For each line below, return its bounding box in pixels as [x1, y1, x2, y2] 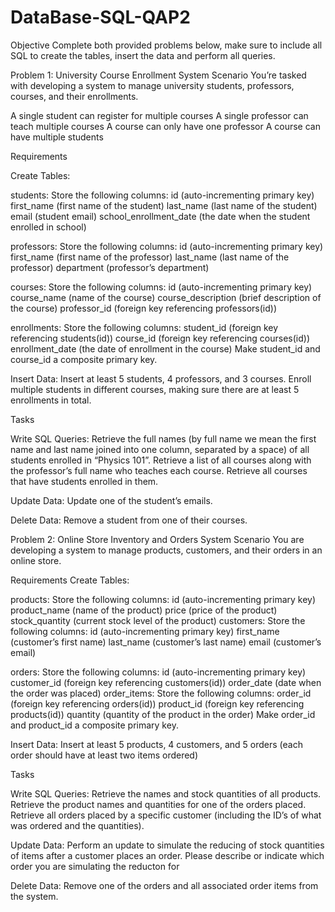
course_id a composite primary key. [10, 353, 158, 365]
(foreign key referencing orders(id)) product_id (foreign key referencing [10, 697, 305, 710]
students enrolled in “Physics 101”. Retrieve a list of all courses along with [10, 454, 312, 466]
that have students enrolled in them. [10, 475, 159, 487]
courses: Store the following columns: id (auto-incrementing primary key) [10, 281, 313, 293]
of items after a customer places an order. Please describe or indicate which [10, 849, 325, 861]
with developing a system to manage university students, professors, [10, 79, 295, 91]
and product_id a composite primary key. [10, 719, 179, 731]
